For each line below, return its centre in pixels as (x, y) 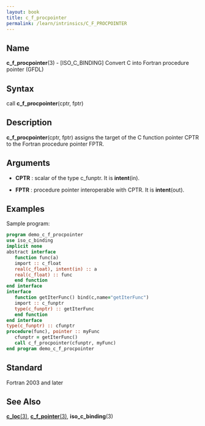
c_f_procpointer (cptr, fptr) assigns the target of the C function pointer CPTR (103, 137)
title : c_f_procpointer (37, 18)
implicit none (24, 246)
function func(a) (37, 258)
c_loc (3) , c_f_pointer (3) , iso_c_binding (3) (60, 416)
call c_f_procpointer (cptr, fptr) (45, 103)
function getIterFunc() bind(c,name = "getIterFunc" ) (82, 297)
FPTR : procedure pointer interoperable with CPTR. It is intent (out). (100, 190)
